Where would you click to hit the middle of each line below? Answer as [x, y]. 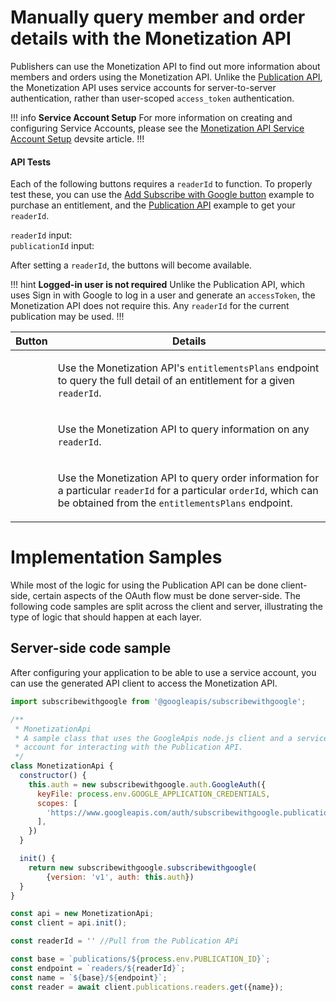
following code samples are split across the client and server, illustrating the [166, 607]
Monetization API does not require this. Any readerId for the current [150, 306]
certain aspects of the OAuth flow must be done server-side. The [166, 596]
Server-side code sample [91, 648]
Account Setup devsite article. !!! [77, 138]
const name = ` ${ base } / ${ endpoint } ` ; [89, 977]
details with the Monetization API [151, 38]
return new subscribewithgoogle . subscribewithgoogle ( [142, 867]
